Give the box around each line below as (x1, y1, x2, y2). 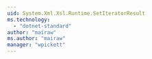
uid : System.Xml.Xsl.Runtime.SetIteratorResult (7, 9, 146, 17)
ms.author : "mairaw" (7, 35, 66, 42)
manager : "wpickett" (7, 41, 66, 48)
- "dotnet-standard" (13, 22, 72, 29)
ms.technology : (7, 16, 51, 23)
